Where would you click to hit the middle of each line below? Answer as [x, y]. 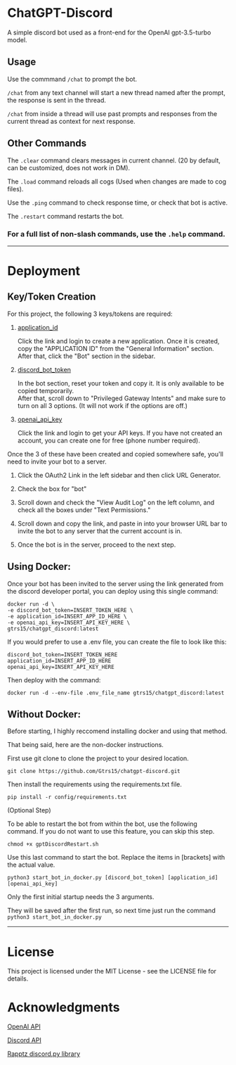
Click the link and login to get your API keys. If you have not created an [120, 433]
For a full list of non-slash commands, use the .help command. [117, 234]
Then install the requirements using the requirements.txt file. [95, 784]
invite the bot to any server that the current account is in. [100, 531]
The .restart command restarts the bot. [66, 216]
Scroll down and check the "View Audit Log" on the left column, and [116, 502]
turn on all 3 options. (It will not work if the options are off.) [103, 405]
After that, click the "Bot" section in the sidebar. [86, 356]
